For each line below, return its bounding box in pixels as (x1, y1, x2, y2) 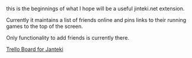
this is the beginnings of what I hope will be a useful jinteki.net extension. (6, 5, 185, 12)
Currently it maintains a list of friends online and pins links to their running (6, 17, 187, 23)
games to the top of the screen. (6, 23, 83, 30)
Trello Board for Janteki (6, 46, 63, 53)
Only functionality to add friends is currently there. (6, 34, 129, 41)
